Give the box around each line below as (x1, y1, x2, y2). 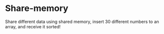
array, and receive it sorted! (5, 23, 61, 29)
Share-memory (5, 3, 69, 14)
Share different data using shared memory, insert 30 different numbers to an (5, 19, 159, 24)
